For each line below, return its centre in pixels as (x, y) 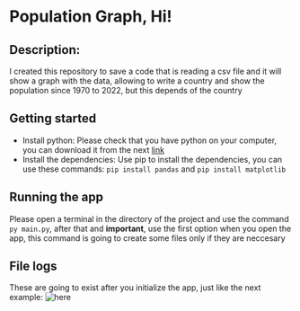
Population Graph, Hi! (91, 17)
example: (26, 298)
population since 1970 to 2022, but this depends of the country (126, 90)
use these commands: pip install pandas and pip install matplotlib (154, 169)
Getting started (53, 119)
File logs (33, 267)
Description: (45, 50)
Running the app (56, 197)
